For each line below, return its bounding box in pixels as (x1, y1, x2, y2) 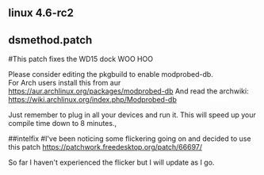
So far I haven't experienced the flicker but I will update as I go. (8, 158, 215, 167)
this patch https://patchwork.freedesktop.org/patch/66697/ (8, 143, 203, 152)
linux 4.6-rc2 (8, 6, 74, 20)
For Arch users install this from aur (8, 78, 121, 88)
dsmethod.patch (8, 33, 93, 47)
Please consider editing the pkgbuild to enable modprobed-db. (8, 70, 214, 79)
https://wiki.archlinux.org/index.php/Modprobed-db (8, 95, 177, 105)
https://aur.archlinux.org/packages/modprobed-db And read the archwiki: (8, 86, 249, 96)
